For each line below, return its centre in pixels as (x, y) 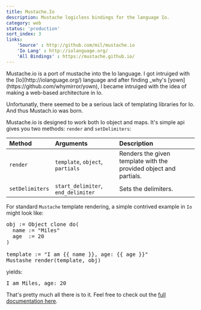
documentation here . (32, 301)
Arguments (71, 143)
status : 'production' (33, 28)
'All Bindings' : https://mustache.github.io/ (76, 56)
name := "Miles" (36, 230)
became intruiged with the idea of (145, 86)
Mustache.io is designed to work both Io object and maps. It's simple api (95, 122)
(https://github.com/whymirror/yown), (53, 86)
